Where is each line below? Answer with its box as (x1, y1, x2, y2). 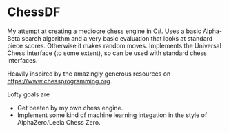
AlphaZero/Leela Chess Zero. (17, 118, 101, 126)
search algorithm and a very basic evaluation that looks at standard (21, 34, 213, 42)
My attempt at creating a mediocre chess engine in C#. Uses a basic (7, 27, 202, 35)
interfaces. (7, 56, 38, 64)
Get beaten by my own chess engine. (17, 103, 123, 112)
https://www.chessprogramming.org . (7, 76, 112, 85)
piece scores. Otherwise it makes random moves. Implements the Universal (7, 41, 222, 50)
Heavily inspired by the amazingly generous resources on (7, 70, 171, 78)
